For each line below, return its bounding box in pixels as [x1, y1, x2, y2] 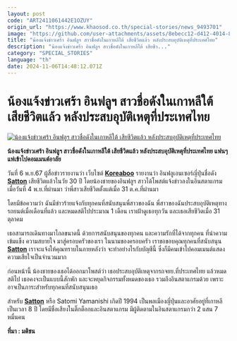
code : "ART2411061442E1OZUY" [7, 17, 93, 24]
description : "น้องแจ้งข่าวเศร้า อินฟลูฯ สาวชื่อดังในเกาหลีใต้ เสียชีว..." [7, 43, 171, 50]
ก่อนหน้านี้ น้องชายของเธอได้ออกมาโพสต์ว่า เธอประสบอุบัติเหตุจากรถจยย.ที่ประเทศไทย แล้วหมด [7, 266, 227, 275]
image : [7, 30, 27, 37]
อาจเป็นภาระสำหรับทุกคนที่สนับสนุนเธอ [7, 282, 98, 291]
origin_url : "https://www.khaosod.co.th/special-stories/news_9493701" [7, 23, 222, 30]
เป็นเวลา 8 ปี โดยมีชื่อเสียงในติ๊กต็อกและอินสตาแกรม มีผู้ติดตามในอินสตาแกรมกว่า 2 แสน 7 [7, 304, 219, 313]
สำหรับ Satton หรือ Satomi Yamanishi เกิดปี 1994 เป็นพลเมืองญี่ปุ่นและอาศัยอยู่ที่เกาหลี [7, 297, 223, 305]
